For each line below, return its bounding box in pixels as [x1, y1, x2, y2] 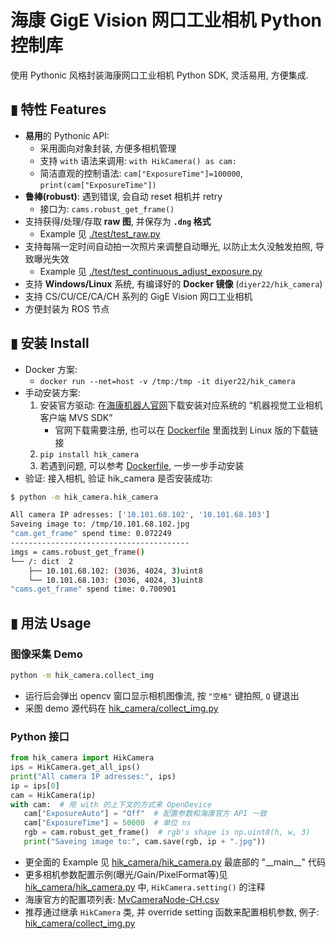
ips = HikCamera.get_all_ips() [10, 762, 141, 773]
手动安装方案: [24, 386, 81, 398]
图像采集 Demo [10, 647, 83, 661]
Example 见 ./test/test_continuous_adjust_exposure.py [39, 265, 263, 277]
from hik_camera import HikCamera [10, 753, 155, 763]
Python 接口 [10, 729, 70, 743]
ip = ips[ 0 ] [10, 781, 60, 791]
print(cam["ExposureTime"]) [39, 180, 157, 190]
